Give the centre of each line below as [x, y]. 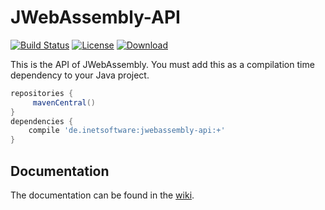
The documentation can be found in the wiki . [102, 195]
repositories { [42, 93]
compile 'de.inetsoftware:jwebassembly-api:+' [127, 131]
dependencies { [42, 121]
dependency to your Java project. [80, 75]
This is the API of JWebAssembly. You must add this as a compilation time [162, 64]
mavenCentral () [64, 102]
